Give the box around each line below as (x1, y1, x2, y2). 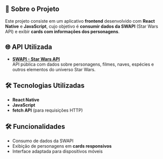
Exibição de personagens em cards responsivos (12, 143, 112, 149)
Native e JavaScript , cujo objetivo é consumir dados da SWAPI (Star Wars (5, 23, 159, 29)
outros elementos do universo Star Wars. (12, 66, 96, 72)
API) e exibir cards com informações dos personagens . (5, 28, 120, 35)
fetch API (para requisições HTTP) (12, 107, 83, 114)
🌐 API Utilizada (5, 43, 52, 51)
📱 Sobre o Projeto (5, 5, 60, 13)
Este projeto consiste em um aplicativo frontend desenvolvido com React (5, 18, 155, 24)
